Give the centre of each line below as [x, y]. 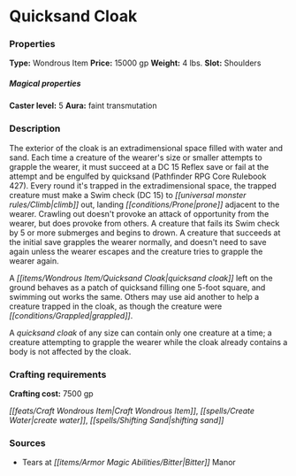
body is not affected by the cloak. [70, 351]
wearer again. [34, 261]
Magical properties [45, 84]
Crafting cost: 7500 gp [52, 394]
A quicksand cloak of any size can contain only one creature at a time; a [140, 333]
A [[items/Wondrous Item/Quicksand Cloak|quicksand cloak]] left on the [141, 278]
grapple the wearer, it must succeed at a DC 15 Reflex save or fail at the [139, 166]
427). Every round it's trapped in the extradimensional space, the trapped [143, 185]
